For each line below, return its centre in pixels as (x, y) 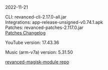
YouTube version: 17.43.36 (32, 42)
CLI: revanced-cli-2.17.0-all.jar (36, 17)
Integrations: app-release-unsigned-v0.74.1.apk (54, 22)
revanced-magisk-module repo (37, 62)
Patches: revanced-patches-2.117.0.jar (44, 27)
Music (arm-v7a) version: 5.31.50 (39, 52)
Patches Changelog (25, 33)
